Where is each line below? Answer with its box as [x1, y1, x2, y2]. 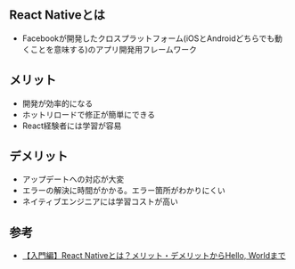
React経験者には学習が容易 [21, 120, 122, 131]
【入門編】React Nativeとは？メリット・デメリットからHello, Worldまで [21, 250, 287, 261]
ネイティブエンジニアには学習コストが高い [21, 196, 178, 207]
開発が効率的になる [21, 98, 94, 109]
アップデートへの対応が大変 [21, 174, 125, 184]
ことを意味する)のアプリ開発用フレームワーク [29, 44, 198, 54]
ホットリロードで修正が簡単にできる [21, 109, 156, 119]
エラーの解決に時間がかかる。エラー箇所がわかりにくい [21, 185, 225, 196]
